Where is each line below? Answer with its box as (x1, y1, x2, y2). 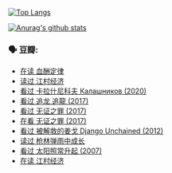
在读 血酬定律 (19, 66, 64, 76)
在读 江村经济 (19, 156, 64, 166)
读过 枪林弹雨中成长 (19, 136, 85, 146)
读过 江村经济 (19, 77, 64, 86)
